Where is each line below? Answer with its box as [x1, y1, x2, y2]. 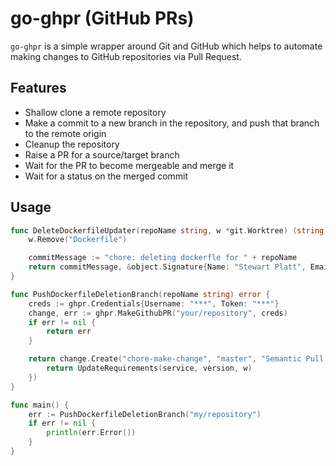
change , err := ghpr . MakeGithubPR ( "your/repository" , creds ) [28, 308, 288, 318]
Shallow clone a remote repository [24, 106, 167, 118]
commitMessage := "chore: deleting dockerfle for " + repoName [28, 253, 298, 263]
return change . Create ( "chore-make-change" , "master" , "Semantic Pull [28, 354, 325, 364]
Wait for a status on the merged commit [24, 170, 189, 182]
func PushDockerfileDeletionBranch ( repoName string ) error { [10, 289, 271, 299]
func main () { [10, 400, 70, 410]
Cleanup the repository [24, 138, 120, 150]
